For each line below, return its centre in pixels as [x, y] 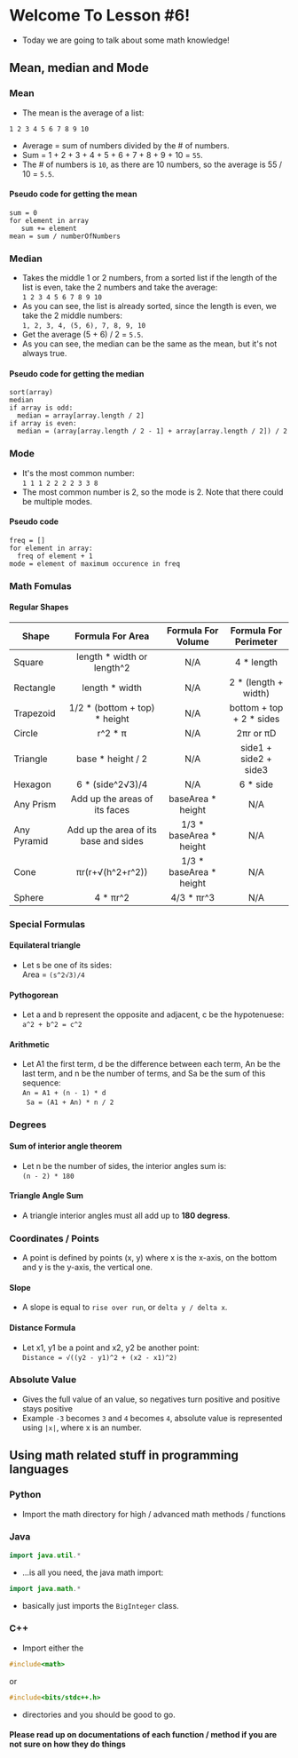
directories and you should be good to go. [98, 1714]
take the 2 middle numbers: [72, 315]
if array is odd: [41, 408]
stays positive [47, 1408]
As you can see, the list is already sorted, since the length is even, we [149, 306]
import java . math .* [45, 1588]
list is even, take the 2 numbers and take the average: [120, 287]
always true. [44, 354]
